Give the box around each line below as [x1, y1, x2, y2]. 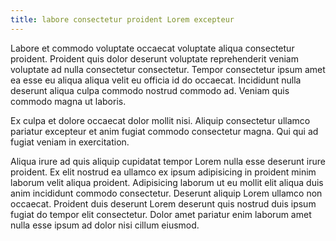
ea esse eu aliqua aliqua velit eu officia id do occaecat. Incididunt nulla [10, 74, 302, 86]
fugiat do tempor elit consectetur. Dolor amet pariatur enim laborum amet [10, 208, 312, 220]
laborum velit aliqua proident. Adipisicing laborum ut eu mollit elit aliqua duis [10, 176, 324, 188]
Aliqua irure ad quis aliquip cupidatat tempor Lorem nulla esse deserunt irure [10, 155, 326, 167]
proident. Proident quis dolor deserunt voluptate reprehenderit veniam [10, 52, 299, 65]
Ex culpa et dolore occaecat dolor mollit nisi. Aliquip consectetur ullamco [10, 114, 311, 126]
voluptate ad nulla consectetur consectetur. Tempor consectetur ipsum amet [10, 63, 326, 75]
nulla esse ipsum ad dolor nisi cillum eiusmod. [10, 219, 200, 231]
